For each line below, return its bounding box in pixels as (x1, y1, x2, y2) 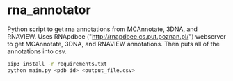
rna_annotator (7, 2, 92, 18)
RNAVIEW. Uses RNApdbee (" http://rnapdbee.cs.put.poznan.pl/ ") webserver (7, 32, 226, 40)
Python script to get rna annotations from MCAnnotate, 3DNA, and (7, 25, 198, 33)
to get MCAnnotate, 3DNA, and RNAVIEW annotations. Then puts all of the (7, 39, 220, 48)
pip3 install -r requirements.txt (7, 60, 108, 67)
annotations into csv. (7, 47, 67, 55)
